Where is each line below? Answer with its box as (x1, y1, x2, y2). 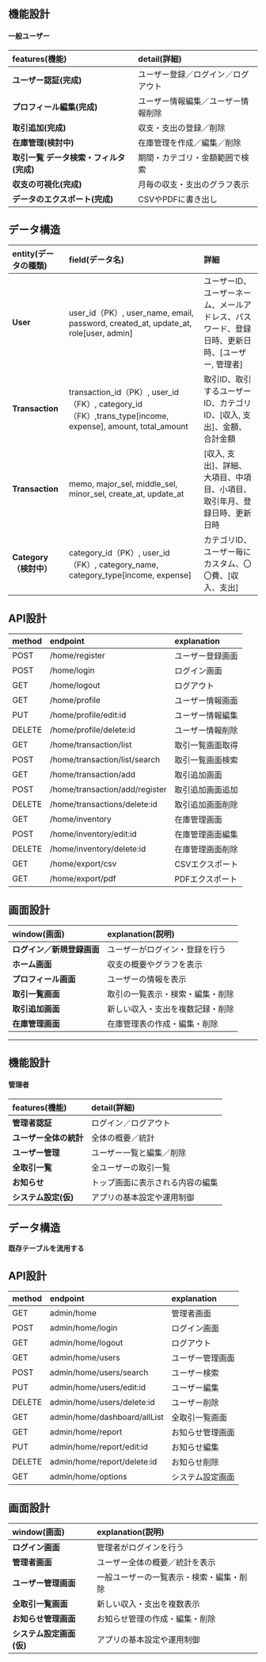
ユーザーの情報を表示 (107, 974, 187, 985)
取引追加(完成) (12, 122, 66, 133)
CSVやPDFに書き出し (138, 194, 218, 205)
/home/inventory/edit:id (49, 828, 137, 839)
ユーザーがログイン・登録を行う (107, 944, 226, 955)
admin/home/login (49, 1322, 118, 1334)
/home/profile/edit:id (49, 709, 127, 720)
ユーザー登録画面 (174, 651, 238, 662)
